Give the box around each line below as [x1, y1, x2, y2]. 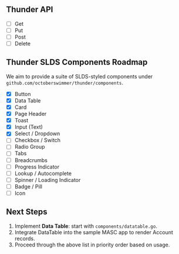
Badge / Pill [14, 183, 43, 190]
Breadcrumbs [14, 156, 48, 163]
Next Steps [6, 207, 48, 217]
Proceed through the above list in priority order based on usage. [14, 241, 170, 248]
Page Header [14, 111, 47, 118]
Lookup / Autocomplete [14, 170, 72, 177]
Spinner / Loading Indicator [14, 176, 81, 183]
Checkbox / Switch [14, 137, 60, 144]
